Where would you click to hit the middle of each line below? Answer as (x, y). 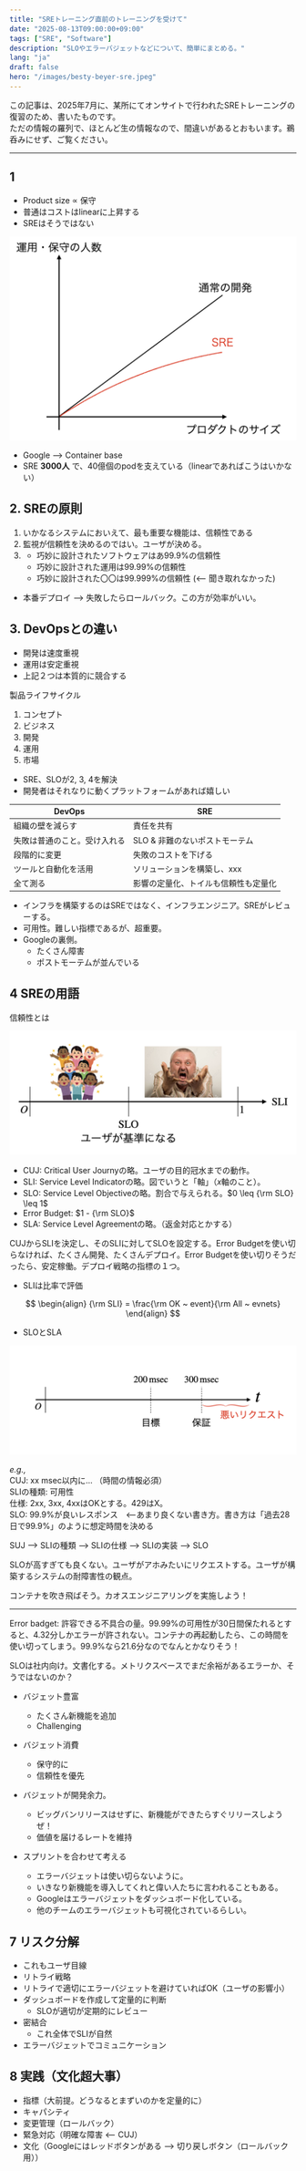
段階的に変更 (37, 854)
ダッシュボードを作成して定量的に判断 (94, 2000)
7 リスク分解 (45, 1942)
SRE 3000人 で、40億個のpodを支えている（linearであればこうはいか (153, 466)
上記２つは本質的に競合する (75, 676)
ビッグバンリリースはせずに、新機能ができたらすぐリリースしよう (160, 1814)
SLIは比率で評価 (53, 1286)
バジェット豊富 (51, 1697)
